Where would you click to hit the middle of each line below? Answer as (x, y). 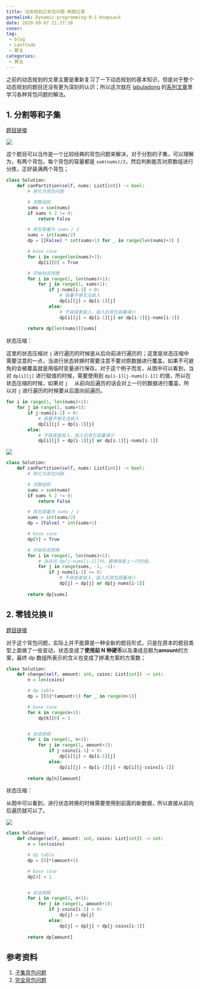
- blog (17, 39)
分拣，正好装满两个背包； (37, 169)
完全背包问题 (30, 980)
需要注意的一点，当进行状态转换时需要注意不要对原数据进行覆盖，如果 (92, 361)
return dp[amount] (50, 937)
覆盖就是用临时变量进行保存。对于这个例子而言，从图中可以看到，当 (110, 368)
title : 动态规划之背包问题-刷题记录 (46, 12)
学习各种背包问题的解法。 (37, 94)
